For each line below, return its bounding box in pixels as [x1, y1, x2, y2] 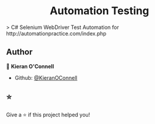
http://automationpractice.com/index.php [6, 30, 106, 37]
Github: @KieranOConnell [14, 74, 78, 81]
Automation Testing [49, 4, 150, 18]
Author [6, 47, 33, 57]
